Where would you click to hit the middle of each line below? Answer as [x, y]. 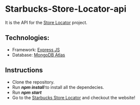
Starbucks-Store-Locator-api [66, 9]
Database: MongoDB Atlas [39, 55]
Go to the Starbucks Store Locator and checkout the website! [74, 97]
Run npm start [27, 92]
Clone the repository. [33, 82]
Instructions [24, 70]
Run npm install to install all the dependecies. [58, 87]
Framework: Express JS [36, 49]
